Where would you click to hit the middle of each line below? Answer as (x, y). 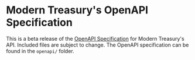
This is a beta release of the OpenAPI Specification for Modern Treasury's (95, 38)
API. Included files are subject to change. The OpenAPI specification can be (97, 45)
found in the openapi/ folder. (40, 51)
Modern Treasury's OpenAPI (77, 10)
